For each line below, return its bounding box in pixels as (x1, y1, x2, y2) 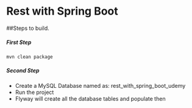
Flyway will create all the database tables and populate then (15, 95, 166, 102)
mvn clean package (6, 54, 53, 60)
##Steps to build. (6, 24, 50, 32)
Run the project (15, 88, 54, 96)
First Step (6, 38, 32, 46)
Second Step (6, 67, 40, 74)
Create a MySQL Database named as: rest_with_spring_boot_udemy (15, 82, 186, 89)
